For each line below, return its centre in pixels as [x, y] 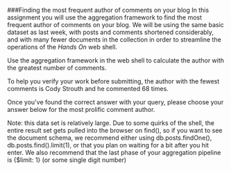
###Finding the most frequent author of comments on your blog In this [108, 10]
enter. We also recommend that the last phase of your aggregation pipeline [114, 153]
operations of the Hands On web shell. [62, 47]
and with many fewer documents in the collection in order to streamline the [114, 40]
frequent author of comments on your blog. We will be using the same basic [115, 25]
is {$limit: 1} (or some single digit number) [67, 160]
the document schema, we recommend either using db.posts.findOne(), [110, 138]
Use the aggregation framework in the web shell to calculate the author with [115, 60]
